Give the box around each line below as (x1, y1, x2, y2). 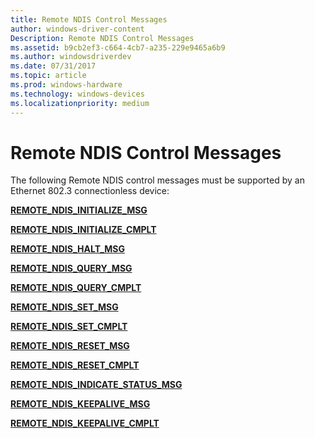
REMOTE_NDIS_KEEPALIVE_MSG (10, 398, 151, 410)
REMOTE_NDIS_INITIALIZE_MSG (10, 204, 148, 216)
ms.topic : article (10, 71, 87, 81)
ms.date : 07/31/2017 (10, 61, 97, 71)
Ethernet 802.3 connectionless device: (10, 185, 170, 197)
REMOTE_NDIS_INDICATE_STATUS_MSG (10, 379, 183, 391)
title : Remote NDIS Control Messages (10, 14, 168, 25)
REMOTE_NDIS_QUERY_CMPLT (10, 282, 142, 294)
